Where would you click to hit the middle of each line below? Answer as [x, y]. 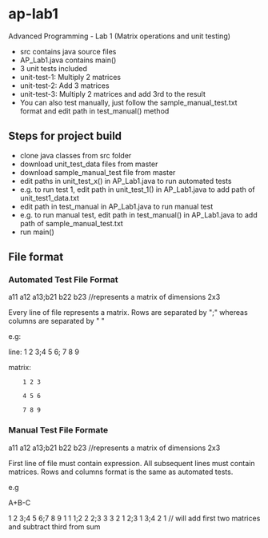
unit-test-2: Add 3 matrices [64, 86]
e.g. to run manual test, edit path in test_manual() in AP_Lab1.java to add [138, 215]
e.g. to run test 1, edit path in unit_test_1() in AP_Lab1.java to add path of [138, 189]
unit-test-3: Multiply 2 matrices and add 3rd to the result [113, 94]
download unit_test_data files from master [89, 164]
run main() [37, 232]
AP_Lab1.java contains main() [68, 60]
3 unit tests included [54, 68]
